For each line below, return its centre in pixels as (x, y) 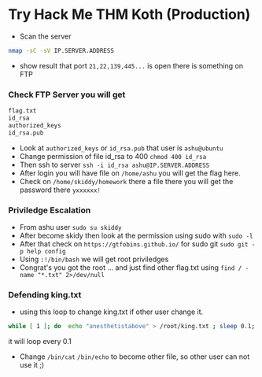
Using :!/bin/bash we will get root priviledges (94, 259)
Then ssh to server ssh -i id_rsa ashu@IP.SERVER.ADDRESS (114, 164)
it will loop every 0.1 (40, 342)
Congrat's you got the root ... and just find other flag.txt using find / (131, 267)
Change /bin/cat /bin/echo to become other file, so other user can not (135, 357)
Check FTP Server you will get (67, 94)
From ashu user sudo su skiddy (70, 227)
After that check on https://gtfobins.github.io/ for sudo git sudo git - (137, 244)
